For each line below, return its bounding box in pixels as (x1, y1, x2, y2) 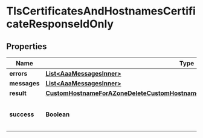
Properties (6, 41, 47, 51)
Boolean (45, 110, 70, 119)
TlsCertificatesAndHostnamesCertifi (6, 4, 196, 18)
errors (9, 70, 28, 77)
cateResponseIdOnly (6, 17, 114, 31)
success (9, 110, 34, 119)
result (9, 89, 27, 97)
